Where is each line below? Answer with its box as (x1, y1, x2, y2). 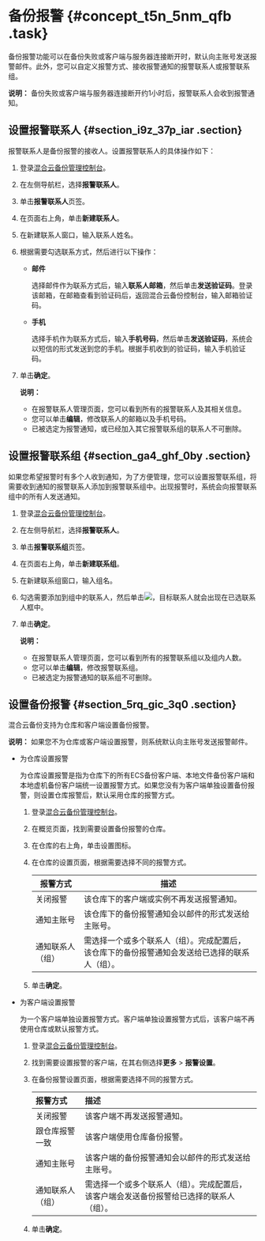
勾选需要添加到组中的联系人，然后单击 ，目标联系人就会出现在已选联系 (19, 592, 256, 602)
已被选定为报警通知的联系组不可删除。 (31, 672, 156, 682)
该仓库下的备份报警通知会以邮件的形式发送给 (84, 909, 250, 920)
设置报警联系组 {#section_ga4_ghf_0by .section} (8, 449, 251, 463)
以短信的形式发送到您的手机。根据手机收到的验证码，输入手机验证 (31, 343, 246, 353)
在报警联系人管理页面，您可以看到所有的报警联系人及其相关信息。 (31, 404, 246, 414)
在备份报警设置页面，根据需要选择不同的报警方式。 (31, 1075, 198, 1084)
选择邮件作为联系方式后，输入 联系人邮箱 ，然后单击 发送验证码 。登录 (31, 280, 253, 289)
